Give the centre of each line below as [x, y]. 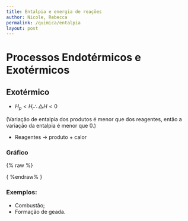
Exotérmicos [38, 70]
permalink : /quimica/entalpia [44, 23]
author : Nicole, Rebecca [37, 17]
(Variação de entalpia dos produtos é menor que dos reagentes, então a [94, 119]
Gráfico [17, 152]
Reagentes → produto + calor [51, 137]
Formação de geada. [40, 211]
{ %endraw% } [24, 177]
